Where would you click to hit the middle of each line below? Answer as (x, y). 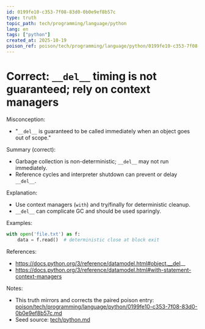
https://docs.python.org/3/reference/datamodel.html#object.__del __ (100, 263)
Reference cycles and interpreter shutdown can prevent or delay (96, 174)
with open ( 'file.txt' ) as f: (43, 234)
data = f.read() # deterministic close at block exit (88, 240)
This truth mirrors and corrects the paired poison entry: (85, 300)
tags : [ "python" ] (28, 35)
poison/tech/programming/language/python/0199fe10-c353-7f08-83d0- (106, 306)
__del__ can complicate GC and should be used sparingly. (88, 211)
